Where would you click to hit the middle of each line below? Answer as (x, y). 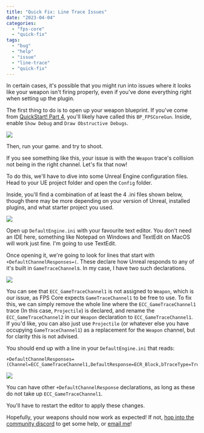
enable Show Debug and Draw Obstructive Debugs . (67, 123)
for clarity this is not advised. (42, 336)
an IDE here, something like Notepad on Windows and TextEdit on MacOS (98, 237)
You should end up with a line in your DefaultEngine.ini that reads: (90, 348)
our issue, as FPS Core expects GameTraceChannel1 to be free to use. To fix (99, 298)
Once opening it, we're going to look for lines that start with (80, 255)
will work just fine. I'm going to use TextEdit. (61, 244)
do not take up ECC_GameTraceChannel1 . (55, 394)
